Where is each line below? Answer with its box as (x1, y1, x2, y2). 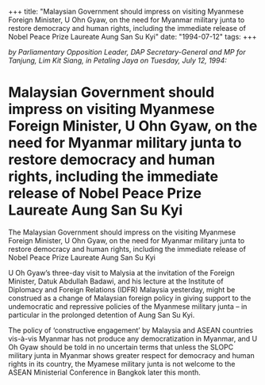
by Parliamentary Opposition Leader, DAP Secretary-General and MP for (8, 48, 246, 56)
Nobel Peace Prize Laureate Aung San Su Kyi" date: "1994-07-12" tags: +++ (8, 32, 257, 41)
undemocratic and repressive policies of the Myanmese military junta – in (8, 301, 248, 311)
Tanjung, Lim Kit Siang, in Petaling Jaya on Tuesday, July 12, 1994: (8, 55, 228, 65)
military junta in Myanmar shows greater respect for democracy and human (8, 350, 255, 360)
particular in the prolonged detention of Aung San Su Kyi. (8, 310, 195, 319)
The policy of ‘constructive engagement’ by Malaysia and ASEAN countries (8, 325, 254, 335)
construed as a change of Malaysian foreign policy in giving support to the (8, 293, 252, 303)
